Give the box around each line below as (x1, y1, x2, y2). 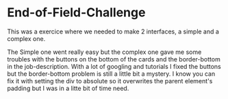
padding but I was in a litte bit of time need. (7, 84, 129, 92)
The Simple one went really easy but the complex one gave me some (7, 48, 202, 56)
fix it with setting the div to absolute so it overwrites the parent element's (7, 76, 213, 85)
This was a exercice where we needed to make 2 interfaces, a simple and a (7, 27, 219, 36)
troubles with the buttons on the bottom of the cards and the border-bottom (7, 55, 220, 63)
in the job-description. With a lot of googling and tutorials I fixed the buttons (7, 62, 221, 70)
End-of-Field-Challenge (7, 5, 146, 20)
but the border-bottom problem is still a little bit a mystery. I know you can (7, 70, 216, 78)
